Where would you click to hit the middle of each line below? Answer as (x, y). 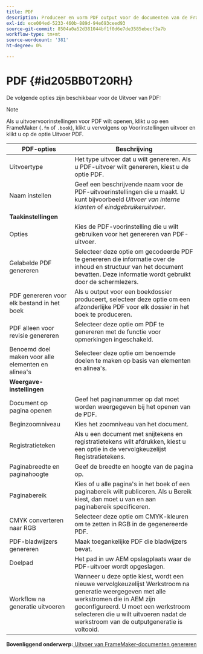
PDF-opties (39, 149)
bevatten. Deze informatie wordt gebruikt (133, 274)
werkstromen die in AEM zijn (115, 599)
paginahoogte (29, 474)
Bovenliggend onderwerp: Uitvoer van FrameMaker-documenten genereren (101, 644)
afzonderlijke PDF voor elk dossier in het (132, 306)
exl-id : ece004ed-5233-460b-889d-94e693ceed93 (66, 23)
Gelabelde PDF (31, 263)
